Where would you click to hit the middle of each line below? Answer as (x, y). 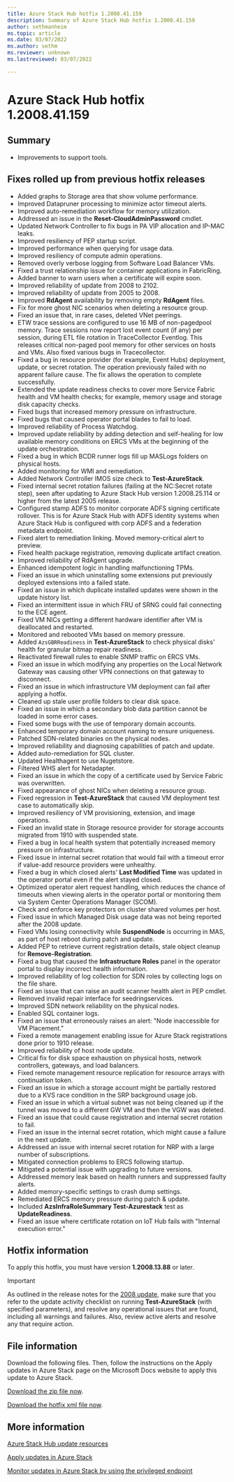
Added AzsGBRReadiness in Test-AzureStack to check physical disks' (116, 642)
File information (43, 1346)
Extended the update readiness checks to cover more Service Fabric (116, 389)
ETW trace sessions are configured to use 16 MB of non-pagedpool (114, 322)
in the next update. (44, 1139)
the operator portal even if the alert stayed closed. (89, 879)
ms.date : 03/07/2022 (37, 40)
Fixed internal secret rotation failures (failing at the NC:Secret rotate (115, 486)
